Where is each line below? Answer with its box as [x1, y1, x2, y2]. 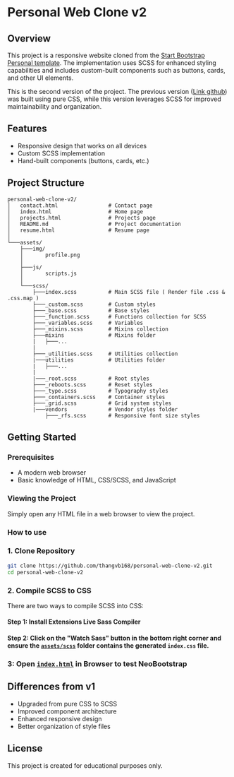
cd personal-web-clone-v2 [7, 569, 83, 576]
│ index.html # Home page [7, 208, 143, 215]
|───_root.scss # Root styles [32, 375, 150, 382]
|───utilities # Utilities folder [32, 356, 166, 364]
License [7, 742, 43, 754]
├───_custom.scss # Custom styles [32, 301, 156, 308]
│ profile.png [20, 251, 80, 259]
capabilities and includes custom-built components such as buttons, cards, [7, 66, 226, 74]
